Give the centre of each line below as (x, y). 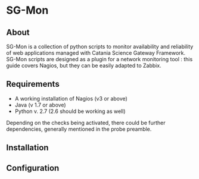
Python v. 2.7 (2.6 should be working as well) (70, 111)
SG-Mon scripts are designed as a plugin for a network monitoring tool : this (99, 59)
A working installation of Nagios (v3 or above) (71, 98)
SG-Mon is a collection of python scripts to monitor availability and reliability (100, 46)
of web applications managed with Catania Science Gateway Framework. (96, 53)
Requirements (33, 84)
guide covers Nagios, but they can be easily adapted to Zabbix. (84, 65)
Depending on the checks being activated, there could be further (86, 123)
